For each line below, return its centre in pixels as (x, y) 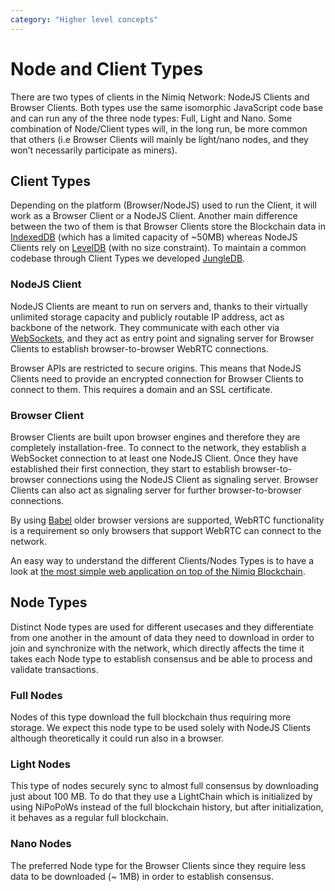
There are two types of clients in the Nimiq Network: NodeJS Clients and (160, 97)
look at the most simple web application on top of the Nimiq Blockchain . (158, 571)
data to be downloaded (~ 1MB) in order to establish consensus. (142, 876)
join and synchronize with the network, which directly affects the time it (157, 648)
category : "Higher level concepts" (84, 19)
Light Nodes (40, 764)
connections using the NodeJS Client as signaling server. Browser (182, 479)
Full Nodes (36, 695)
